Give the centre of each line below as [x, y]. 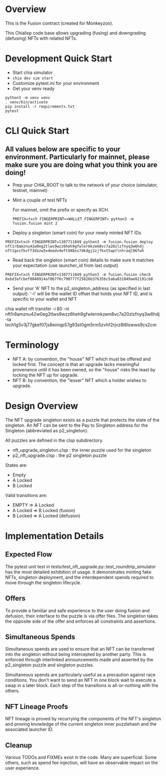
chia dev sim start [33, 78]
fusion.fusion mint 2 [35, 223]
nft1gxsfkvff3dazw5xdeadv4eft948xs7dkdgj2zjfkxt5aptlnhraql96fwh [74, 251]
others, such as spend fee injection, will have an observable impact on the [82, 763]
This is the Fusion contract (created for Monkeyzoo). [59, 23]
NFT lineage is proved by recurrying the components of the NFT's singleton [83, 719]
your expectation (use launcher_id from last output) [65, 265]
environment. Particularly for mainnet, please [77, 157]
